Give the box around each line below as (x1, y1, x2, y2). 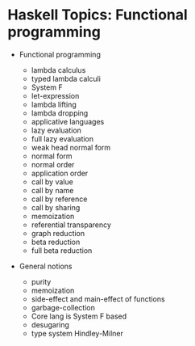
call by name (31, 185, 74, 195)
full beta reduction (31, 245, 93, 255)
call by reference (31, 194, 88, 204)
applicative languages (31, 116, 105, 126)
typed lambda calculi (31, 74, 102, 83)
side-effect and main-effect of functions (31, 293, 166, 304)
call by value (31, 176, 73, 187)
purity (31, 276, 52, 286)
